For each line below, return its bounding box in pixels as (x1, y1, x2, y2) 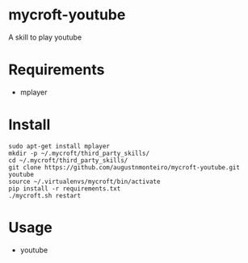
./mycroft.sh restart (8, 191, 82, 199)
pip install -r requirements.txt (8, 184, 121, 193)
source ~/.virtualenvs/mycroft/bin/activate (8, 177, 161, 186)
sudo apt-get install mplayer (8, 142, 111, 150)
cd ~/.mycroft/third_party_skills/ (8, 156, 128, 165)
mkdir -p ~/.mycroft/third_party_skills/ (8, 149, 150, 157)
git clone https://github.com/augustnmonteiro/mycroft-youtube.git (8, 163, 241, 171)
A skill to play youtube (8, 32, 82, 42)
